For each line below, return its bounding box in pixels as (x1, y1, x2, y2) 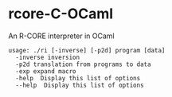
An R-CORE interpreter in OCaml (8, 31, 115, 41)
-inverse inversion (15, 53, 80, 61)
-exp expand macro (15, 67, 77, 76)
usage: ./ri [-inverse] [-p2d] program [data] (8, 46, 166, 54)
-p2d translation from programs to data (15, 60, 151, 68)
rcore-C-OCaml (8, 5, 114, 23)
